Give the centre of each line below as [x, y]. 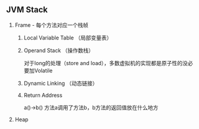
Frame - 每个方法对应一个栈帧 [51, 25]
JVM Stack [27, 10]
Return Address [43, 95]
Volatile [43, 70]
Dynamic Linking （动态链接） [61, 83]
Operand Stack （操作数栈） [59, 50]
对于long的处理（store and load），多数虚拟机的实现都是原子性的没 [106, 63]
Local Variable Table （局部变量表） [68, 38]
